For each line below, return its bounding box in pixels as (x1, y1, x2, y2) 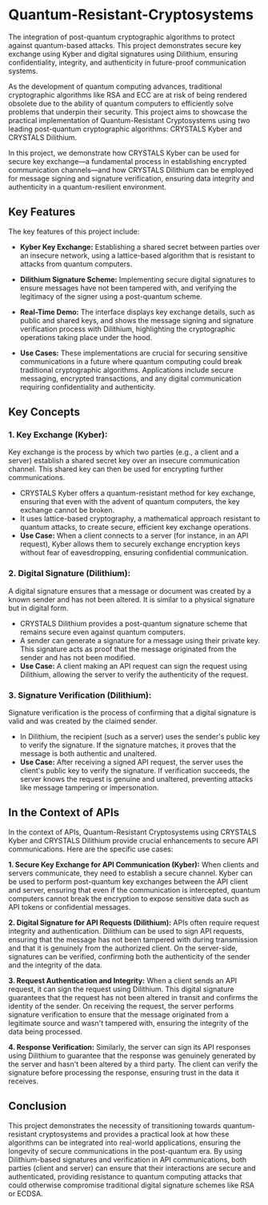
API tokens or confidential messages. (8, 902, 131, 911)
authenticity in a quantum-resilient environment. (8, 182, 166, 191)
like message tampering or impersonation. (19, 783, 159, 793)
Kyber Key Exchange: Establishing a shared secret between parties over (19, 242, 261, 251)
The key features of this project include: (8, 226, 140, 236)
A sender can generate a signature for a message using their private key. (19, 635, 261, 645)
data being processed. (8, 1027, 82, 1036)
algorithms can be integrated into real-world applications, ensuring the (8, 1138, 242, 1147)
